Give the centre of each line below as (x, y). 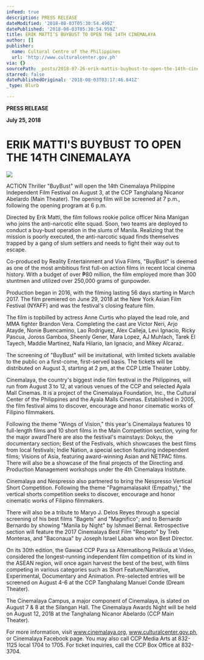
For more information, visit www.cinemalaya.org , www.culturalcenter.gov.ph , (102, 632)
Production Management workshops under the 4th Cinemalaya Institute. (97, 469)
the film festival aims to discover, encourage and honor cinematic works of (100, 405)
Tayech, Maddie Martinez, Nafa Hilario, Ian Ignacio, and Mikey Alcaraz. (95, 343)
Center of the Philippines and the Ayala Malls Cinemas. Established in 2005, (101, 399)
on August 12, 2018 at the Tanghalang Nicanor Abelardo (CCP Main (90, 614)
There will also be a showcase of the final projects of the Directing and (95, 463)
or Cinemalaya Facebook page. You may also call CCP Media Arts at (92, 638)
